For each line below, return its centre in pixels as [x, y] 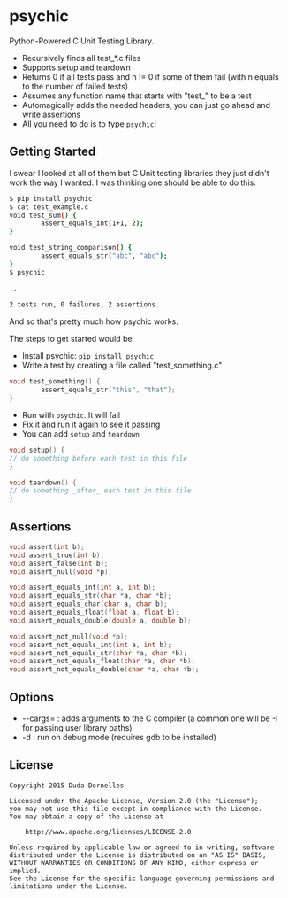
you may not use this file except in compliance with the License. [136, 809]
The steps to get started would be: [72, 339]
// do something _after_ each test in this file [100, 491]
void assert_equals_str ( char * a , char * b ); [91, 596]
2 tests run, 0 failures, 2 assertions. [85, 305]
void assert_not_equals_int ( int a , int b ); [91, 645]
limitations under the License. [68, 886]
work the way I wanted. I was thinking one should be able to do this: [133, 182]
